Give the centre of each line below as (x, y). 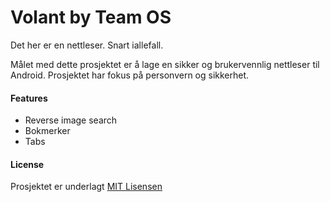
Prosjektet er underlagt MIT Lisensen (86, 187)
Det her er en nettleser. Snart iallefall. (87, 45)
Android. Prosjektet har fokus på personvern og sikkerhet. (130, 75)
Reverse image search (71, 120)
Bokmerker (47, 131)
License (27, 164)
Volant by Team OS (91, 17)
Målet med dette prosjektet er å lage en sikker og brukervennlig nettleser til (165, 64)
